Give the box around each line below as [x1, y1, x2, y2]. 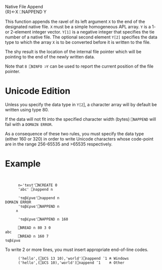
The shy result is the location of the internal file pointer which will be [5, 49, 142, 54]
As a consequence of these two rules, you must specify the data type [5, 130, 144, 137]
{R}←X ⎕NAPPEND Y [5, 9, 47, 15]
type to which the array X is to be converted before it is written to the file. [5, 39, 151, 45]
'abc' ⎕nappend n [17, 187, 53, 192]
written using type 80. [5, 107, 49, 112]
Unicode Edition [5, 86, 70, 97]
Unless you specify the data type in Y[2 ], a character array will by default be [5, 101, 157, 108]
